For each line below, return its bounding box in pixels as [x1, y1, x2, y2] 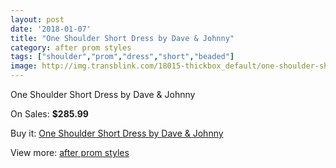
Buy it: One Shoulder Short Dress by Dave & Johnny [10, 127, 224, 139]
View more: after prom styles [10, 147, 130, 158]
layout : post [10, 14, 65, 25]
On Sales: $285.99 [10, 108, 89, 120]
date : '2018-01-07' [10, 24, 92, 34]
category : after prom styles [10, 42, 132, 53]
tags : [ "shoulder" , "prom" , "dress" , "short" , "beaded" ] [10, 52, 235, 62]
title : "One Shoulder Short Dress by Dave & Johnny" [10, 33, 235, 43]
